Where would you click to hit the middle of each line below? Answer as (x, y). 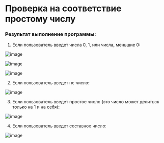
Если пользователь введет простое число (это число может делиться (86, 102)
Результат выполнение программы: (51, 34)
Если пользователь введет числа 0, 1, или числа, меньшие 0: (76, 45)
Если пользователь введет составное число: (59, 126)
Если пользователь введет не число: (51, 83)
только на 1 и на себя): (36, 107)
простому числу (41, 19)
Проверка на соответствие (63, 9)
